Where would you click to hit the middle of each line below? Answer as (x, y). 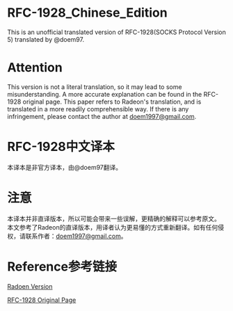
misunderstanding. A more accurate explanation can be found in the (105, 94)
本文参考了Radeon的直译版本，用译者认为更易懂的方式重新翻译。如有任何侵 (116, 227)
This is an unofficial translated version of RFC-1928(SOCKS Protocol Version (116, 32)
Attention (35, 68)
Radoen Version (30, 286)
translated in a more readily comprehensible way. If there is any (98, 109)
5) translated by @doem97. (46, 39)
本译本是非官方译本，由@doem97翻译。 (65, 167)
